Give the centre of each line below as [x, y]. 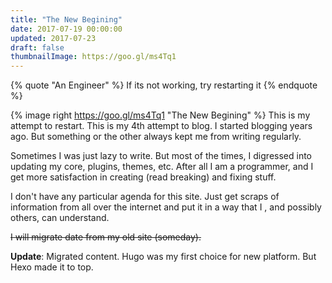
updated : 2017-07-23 [53, 38]
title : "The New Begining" [66, 19]
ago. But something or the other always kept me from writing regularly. [156, 137]
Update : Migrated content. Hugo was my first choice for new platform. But [163, 257]
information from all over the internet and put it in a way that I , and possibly [166, 207]
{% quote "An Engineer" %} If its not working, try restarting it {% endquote [164, 85]
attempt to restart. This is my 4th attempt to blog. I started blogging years [161, 126]
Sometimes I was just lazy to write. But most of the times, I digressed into [161, 156]
